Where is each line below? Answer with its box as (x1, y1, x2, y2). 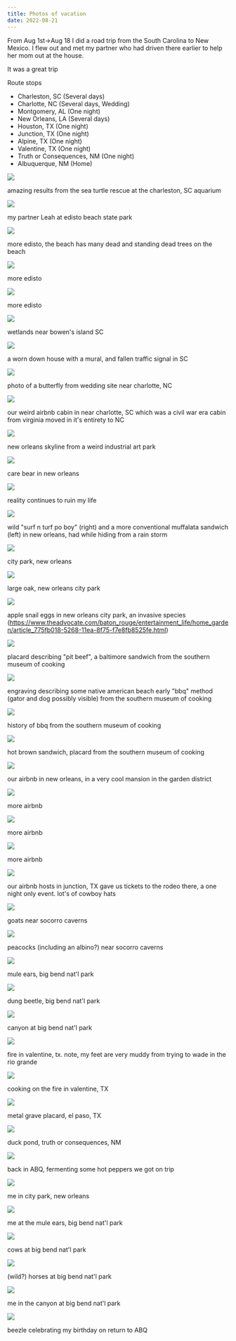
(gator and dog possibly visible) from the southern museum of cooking (7, 694, 212, 702)
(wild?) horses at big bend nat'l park (7, 1272, 112, 1281)
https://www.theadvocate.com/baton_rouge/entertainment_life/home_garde (9, 618, 229, 627)
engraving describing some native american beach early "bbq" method (7, 686, 213, 695)
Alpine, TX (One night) (17, 136, 83, 145)
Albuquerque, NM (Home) (17, 159, 93, 167)
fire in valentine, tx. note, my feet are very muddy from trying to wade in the (7, 1050, 227, 1058)
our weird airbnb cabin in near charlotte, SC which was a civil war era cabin (7, 408, 226, 416)
